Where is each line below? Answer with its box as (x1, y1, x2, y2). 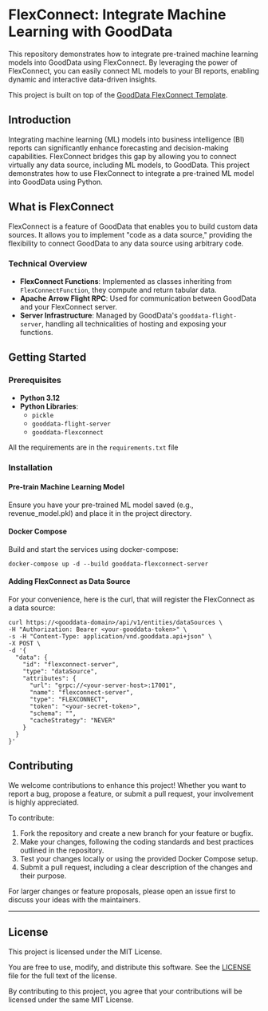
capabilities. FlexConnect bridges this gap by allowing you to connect (8, 151, 237, 161)
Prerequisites (8, 374, 61, 386)
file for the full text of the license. (8, 970, 117, 981)
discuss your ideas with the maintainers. (8, 894, 141, 905)
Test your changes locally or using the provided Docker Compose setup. (19, 853, 258, 863)
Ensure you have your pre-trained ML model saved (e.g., (8, 500, 194, 509)
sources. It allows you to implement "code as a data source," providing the (8, 230, 253, 239)
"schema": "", (29, 709, 77, 717)
